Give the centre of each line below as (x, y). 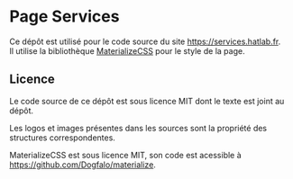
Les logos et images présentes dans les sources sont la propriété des (138, 128)
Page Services (64, 17)
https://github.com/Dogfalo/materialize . (82, 165)
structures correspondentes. (62, 138)
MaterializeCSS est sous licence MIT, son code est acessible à (125, 155)
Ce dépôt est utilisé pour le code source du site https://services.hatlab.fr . (145, 41)
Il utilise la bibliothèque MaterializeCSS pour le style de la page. (127, 50)
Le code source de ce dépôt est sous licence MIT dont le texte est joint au (147, 101)
